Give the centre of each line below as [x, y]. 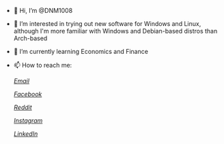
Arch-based [30, 38]
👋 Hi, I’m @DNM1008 [43, 11]
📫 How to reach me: [43, 65]
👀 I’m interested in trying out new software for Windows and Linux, [107, 24]
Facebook [28, 94]
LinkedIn [26, 134]
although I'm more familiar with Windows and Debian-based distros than [115, 31]
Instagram [28, 120]
